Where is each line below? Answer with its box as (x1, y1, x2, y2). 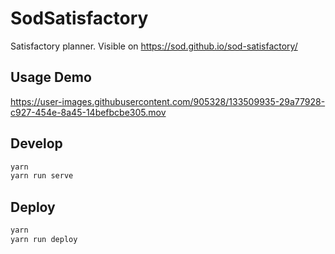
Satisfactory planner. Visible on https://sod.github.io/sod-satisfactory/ (10, 40, 298, 52)
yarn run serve (10, 171, 74, 181)
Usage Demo (10, 69, 92, 86)
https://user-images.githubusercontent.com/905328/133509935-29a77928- (10, 95, 326, 107)
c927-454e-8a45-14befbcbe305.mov (10, 106, 167, 118)
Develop (10, 135, 63, 152)
